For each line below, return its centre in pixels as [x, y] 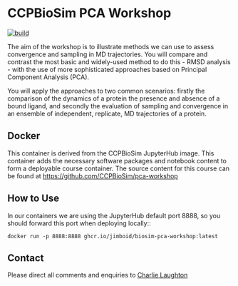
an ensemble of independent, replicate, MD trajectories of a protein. [107, 113]
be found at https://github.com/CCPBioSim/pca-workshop [93, 175]
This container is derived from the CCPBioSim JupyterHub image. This [111, 153]
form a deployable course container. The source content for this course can [119, 168]
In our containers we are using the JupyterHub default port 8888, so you [114, 215]
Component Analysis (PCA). [48, 77]
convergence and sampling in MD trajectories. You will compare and [108, 54]
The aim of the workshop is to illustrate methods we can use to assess [111, 46]
